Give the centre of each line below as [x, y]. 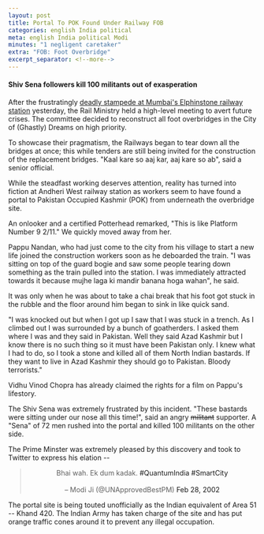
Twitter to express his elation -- [59, 457]
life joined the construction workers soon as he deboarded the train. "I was [129, 256]
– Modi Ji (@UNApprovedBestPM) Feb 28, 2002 [142, 490]
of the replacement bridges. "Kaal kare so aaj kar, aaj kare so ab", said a [125, 159]
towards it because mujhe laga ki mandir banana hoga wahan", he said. [124, 281]
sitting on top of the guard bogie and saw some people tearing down [119, 264]
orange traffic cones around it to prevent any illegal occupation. [112, 522]
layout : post [30, 15]
